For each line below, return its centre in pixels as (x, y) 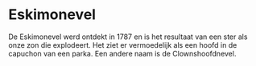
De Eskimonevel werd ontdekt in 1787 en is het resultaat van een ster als (128, 37)
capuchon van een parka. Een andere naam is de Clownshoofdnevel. (122, 53)
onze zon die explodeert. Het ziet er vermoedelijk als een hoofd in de (123, 45)
